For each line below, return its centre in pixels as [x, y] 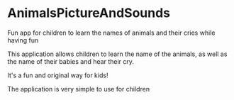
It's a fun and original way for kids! [58, 75]
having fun [23, 40]
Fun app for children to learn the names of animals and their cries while [111, 33]
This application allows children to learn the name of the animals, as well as [117, 54]
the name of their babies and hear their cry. [71, 61]
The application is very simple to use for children [79, 89]
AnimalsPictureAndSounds [89, 13]
